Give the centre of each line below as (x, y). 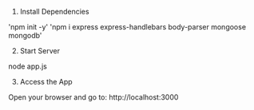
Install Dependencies (54, 12)
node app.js (28, 66)
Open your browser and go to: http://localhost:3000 (93, 97)
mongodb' (25, 35)
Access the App (46, 82)
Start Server (40, 51)
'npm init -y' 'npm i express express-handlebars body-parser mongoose (127, 27)
